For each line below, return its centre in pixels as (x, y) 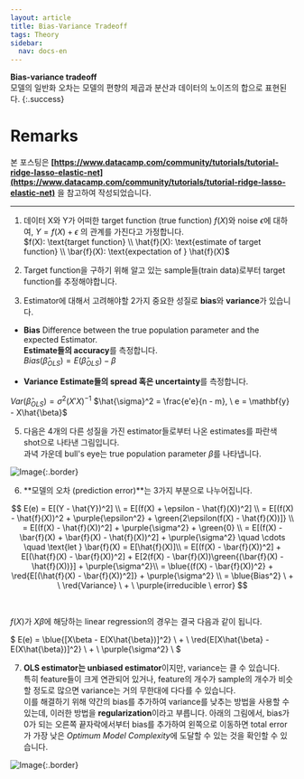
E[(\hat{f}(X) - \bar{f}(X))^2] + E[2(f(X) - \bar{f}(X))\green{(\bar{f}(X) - (152, 557)
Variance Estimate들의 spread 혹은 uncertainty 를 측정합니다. (136, 381)
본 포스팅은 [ (32, 163)
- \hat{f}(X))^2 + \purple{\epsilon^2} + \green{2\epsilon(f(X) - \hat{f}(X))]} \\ (152, 518)
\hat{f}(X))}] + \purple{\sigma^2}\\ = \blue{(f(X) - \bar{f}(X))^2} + (152, 567)
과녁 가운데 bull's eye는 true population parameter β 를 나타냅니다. (143, 454)
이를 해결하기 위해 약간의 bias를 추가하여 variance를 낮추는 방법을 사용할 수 (156, 702)
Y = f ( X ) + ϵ (57, 232)
